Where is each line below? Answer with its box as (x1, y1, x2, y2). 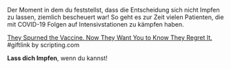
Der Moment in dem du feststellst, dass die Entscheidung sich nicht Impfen (7, 6, 220, 14)
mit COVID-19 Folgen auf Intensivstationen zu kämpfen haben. (7, 20, 184, 28)
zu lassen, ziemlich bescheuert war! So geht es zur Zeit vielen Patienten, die (7, 13, 224, 21)
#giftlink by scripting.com (7, 41, 80, 49)
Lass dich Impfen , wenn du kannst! (7, 54, 108, 62)
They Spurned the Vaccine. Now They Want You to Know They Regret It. (7, 33, 212, 42)
